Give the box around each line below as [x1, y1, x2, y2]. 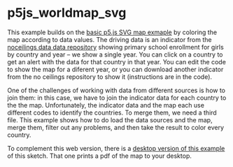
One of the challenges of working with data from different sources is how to [7, 86, 226, 94]
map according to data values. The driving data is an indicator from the [7, 35, 212, 43]
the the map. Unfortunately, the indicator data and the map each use [7, 101, 205, 109]
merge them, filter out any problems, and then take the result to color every [7, 123, 225, 131]
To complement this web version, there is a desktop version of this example [7, 144, 225, 152]
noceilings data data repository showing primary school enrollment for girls [7, 43, 224, 51]
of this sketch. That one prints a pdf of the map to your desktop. [7, 152, 192, 160]
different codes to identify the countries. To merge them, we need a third [7, 108, 217, 117]
